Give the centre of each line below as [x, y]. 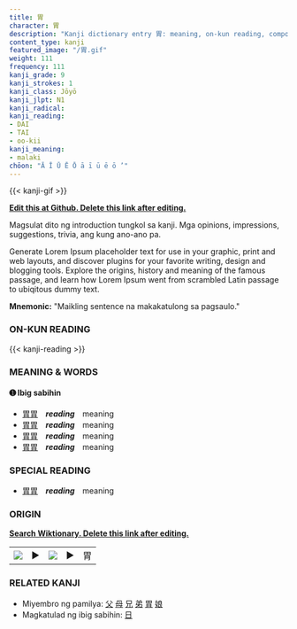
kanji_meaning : [37, 149]
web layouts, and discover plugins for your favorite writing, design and [137, 261]
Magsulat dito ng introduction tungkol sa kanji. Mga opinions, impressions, [145, 225]
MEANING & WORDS [54, 371]
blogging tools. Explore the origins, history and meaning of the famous [137, 270]
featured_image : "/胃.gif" [58, 50]
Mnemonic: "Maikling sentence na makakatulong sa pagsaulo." [125, 307]
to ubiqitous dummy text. [54, 290]
